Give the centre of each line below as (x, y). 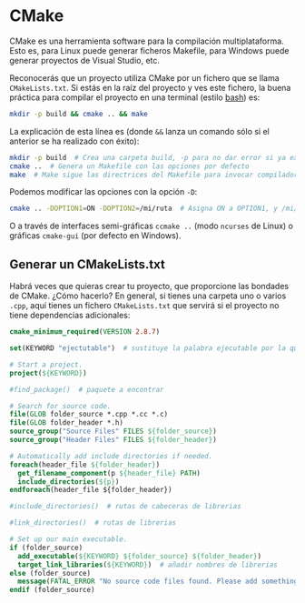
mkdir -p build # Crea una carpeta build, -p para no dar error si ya (148, 157)
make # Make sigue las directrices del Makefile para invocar (132, 175)
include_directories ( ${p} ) (69, 482)
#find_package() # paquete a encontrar (87, 389)
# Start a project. (46, 365)
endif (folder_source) (52, 590)
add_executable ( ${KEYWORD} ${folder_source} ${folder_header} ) (139, 556)
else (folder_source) (50, 573)
